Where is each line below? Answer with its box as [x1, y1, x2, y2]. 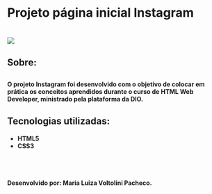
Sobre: [7, 56, 37, 68]
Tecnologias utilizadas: [7, 115, 110, 127]
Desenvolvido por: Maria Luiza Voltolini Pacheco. [7, 179, 152, 187]
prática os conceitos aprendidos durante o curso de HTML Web [7, 88, 194, 96]
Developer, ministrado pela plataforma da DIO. [7, 95, 144, 104]
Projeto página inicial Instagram [7, 5, 195, 21]
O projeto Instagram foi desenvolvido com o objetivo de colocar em [7, 80, 205, 88]
